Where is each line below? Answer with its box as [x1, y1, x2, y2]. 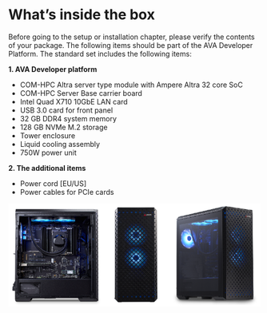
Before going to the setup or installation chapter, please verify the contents [8, 32, 255, 42]
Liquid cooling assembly [19, 139, 101, 149]
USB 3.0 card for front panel [19, 105, 114, 115]
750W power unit [19, 148, 78, 157]
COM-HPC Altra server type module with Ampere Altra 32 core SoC [19, 80, 244, 89]
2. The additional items [8, 163, 86, 172]
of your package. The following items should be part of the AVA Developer [8, 40, 253, 50]
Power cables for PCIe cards [19, 187, 114, 196]
